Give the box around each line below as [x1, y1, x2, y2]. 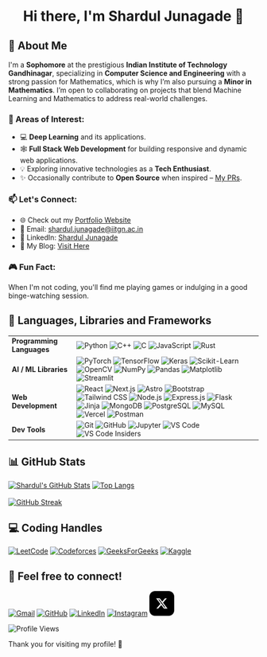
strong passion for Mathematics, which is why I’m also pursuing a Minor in [8, 77, 253, 86]
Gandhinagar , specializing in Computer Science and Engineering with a [8, 68, 246, 78]
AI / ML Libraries [11, 364, 68, 373]
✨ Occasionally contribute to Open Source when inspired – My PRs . [19, 173, 242, 182]
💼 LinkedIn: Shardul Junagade [19, 233, 118, 242]
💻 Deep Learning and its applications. [19, 132, 147, 142]
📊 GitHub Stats [8, 456, 86, 469]
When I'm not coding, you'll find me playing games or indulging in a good [8, 282, 248, 291]
